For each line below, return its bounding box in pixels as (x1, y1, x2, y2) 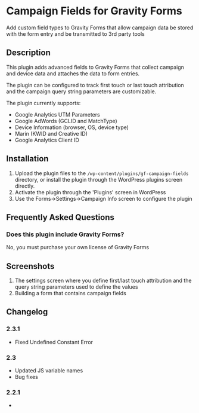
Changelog (6, 307, 48, 317)
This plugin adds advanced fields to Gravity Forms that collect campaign (6, 63, 185, 71)
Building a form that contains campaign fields (14, 290, 126, 297)
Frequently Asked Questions (6, 212, 115, 222)
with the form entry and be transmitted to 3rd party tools (6, 30, 145, 37)
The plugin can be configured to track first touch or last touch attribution (6, 81, 185, 88)
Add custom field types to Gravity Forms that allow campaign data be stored (6, 24, 194, 31)
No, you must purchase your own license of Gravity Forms (6, 244, 150, 251)
